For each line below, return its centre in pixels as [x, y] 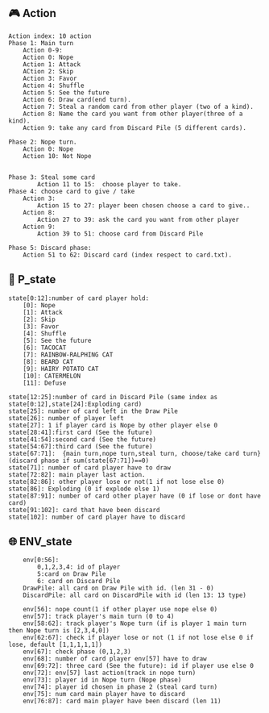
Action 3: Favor [50, 78]
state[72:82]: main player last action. [77, 474]
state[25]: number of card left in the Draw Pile [93, 411]
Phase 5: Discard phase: [50, 248]
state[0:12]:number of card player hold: [79, 298]
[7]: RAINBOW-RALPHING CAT [68, 354]
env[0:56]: [41, 560]
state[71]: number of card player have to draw [90, 467]
